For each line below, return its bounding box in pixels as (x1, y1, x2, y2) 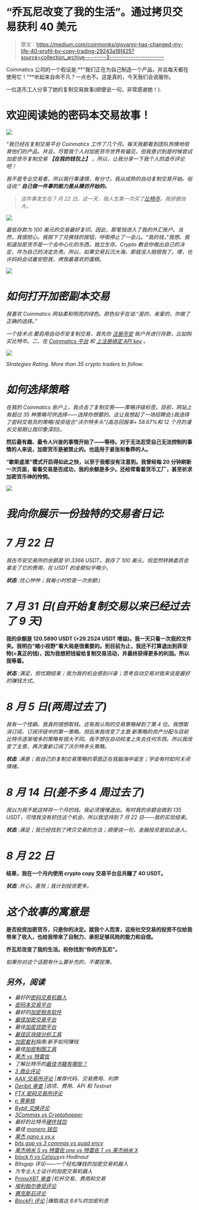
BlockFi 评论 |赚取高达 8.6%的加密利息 (14, 1197, 109, 1205)
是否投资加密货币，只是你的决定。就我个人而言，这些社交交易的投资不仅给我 (6, 925, 193, 933)
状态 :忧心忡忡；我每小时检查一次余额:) (6, 576, 101, 583)
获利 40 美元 (17, 20, 77, 34)
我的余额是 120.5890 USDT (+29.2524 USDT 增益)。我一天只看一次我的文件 (6, 635, 192, 642)
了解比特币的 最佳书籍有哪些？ (14, 1061, 87, 1068)
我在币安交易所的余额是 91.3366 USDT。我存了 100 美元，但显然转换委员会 (6, 556, 189, 564)
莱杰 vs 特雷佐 (14, 1053, 50, 1060)
